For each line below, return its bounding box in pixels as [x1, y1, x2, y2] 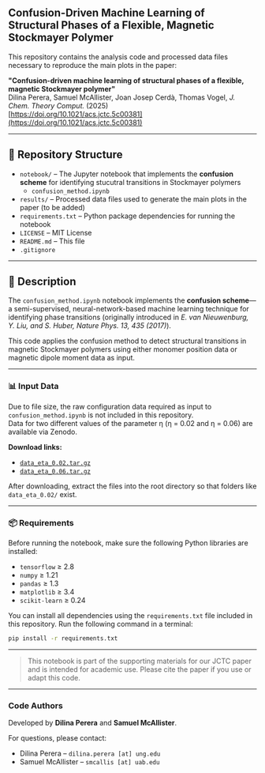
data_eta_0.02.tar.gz [19, 458, 91, 467]
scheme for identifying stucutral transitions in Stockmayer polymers [19, 177, 241, 187]
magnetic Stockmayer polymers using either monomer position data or [8, 345, 238, 354]
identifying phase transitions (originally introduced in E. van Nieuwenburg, [8, 312, 249, 322]
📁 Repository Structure [8, 148, 123, 161]
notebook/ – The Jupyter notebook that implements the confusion [19, 169, 234, 179]
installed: [8, 547, 38, 556]
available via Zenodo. [8, 427, 77, 436]
